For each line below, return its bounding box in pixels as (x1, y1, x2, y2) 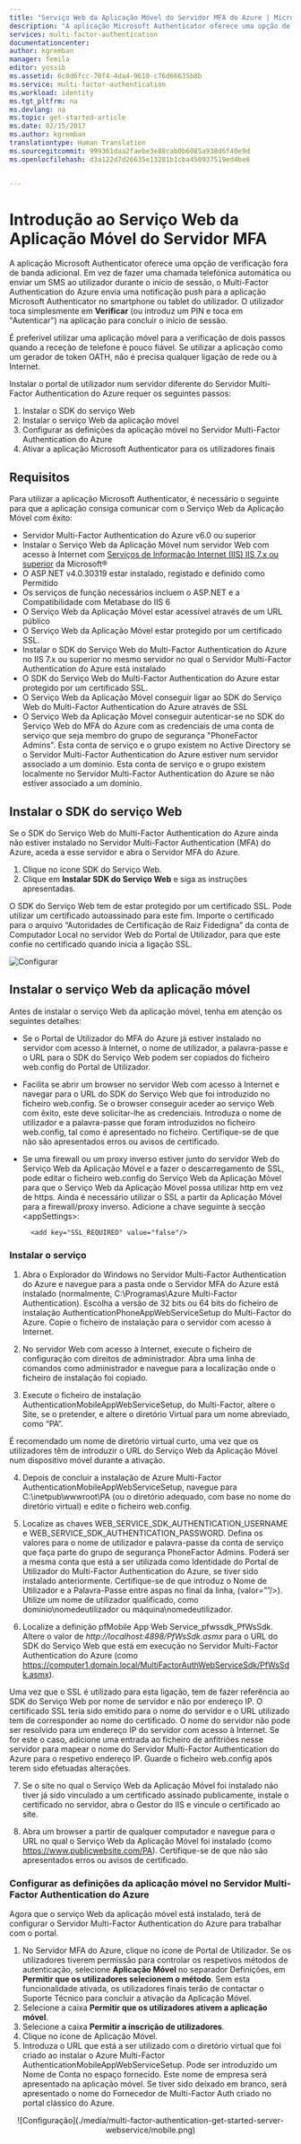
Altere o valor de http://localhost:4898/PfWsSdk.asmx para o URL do (21, 1631, 279, 1642)
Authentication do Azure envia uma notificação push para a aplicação (9, 286, 267, 297)
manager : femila (9, 55, 70, 64)
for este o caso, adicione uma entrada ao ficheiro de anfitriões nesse (9, 1734, 264, 1746)
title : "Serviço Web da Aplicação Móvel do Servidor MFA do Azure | (9, 13, 271, 22)
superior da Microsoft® (21, 558, 107, 570)
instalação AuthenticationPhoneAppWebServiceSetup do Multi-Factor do (21, 1308, 292, 1318)
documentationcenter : (9, 38, 90, 48)
